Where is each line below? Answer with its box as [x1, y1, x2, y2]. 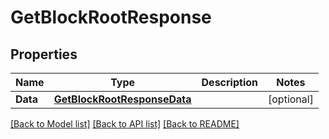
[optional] [268, 92, 314, 106]
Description [201, 76, 258, 89]
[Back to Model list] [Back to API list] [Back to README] [10, 118, 240, 130]
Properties [10, 46, 78, 63]
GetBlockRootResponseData [53, 92, 192, 106]
